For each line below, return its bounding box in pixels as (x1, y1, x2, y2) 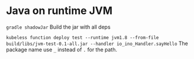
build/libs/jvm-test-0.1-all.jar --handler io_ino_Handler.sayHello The (6, 40, 188, 47)
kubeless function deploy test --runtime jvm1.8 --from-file (6, 34, 159, 40)
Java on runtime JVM (6, 4, 113, 18)
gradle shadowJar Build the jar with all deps (6, 23, 111, 30)
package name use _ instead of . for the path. (6, 46, 118, 53)
